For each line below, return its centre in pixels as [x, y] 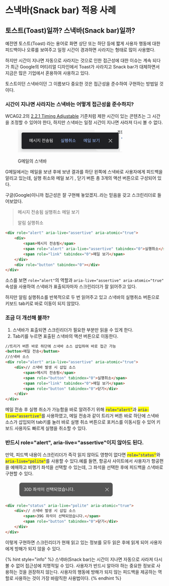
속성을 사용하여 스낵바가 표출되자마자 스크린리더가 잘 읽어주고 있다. [71, 287]
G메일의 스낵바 [32, 161]
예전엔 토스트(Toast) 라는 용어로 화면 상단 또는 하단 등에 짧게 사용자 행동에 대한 [83, 44]
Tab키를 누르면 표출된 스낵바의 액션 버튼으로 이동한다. [65, 336]
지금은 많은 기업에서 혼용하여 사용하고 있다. [48, 73]
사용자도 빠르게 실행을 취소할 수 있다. [51, 429]
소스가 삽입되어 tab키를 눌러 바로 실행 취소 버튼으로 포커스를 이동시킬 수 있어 [80, 422]
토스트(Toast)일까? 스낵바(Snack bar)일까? [70, 30]
